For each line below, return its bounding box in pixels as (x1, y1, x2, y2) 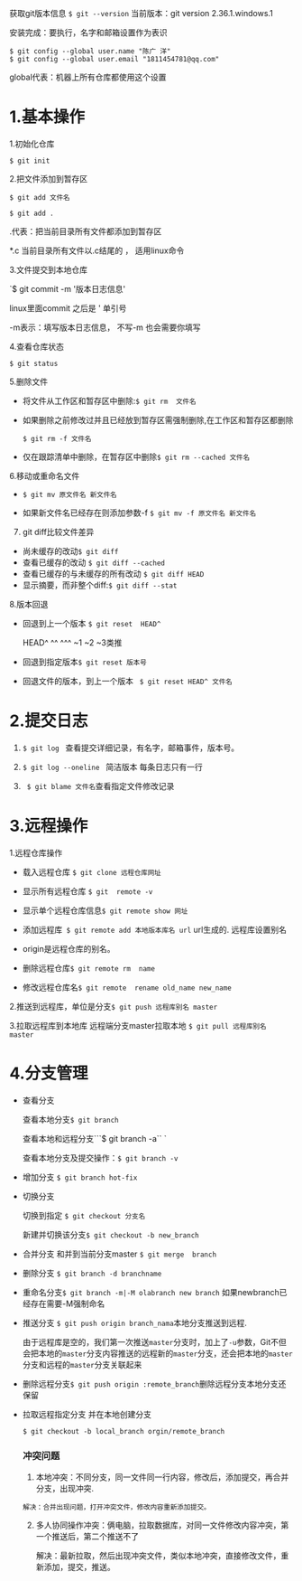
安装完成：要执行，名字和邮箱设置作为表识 (9, 27, 168, 38)
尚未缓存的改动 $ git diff (22, 545, 119, 556)
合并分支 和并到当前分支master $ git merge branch (22, 1248, 217, 1259)
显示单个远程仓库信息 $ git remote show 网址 (22, 905, 188, 916)
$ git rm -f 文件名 (22, 434, 92, 443)
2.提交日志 (9, 711, 88, 731)
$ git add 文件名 (9, 193, 70, 202)
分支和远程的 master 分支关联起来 (22, 1359, 142, 1369)
